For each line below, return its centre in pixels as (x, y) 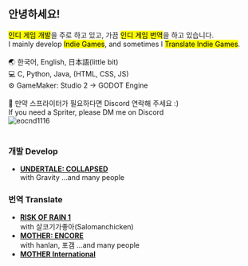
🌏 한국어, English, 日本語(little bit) (63, 61)
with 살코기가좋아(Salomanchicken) (77, 227)
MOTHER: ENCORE (51, 236)
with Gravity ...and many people (72, 178)
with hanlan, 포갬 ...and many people (80, 245)
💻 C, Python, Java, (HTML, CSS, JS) (69, 73)
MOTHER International (57, 254)
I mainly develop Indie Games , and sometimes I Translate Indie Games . (124, 44)
